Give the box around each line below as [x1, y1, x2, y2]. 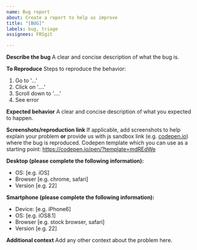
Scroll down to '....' [15, 90, 62, 97]
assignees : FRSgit [6, 32, 53, 38]
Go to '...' [15, 77, 38, 84]
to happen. [6, 115, 33, 122]
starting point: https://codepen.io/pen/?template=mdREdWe [6, 146, 156, 153]
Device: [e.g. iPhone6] [15, 206, 72, 213]
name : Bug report [6, 8, 50, 15]
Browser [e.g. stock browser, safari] [15, 218, 105, 226]
